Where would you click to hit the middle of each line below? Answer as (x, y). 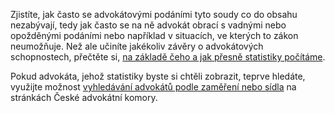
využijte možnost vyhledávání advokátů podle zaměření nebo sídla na (153, 87)
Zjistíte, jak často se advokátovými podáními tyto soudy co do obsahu (154, 14)
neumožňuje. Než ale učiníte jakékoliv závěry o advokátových (137, 46)
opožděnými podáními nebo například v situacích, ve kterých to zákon (154, 35)
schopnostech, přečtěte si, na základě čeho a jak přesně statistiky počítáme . (168, 57)
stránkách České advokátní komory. (84, 97)
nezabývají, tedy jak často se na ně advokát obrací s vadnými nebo (148, 25)
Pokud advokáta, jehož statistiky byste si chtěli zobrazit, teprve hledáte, (158, 76)
